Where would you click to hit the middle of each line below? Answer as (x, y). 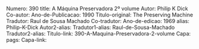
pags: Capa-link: (27, 40)
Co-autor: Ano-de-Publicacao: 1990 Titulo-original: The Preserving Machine (100, 15)
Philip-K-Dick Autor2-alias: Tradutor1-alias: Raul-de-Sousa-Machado (91, 27)
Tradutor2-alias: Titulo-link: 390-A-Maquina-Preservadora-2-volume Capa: (99, 34)
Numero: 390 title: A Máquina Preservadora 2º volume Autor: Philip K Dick (97, 9)
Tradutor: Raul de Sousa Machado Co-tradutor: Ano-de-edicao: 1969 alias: (98, 21)
